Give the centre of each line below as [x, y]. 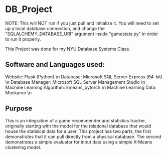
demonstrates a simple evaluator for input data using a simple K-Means [79, 142]
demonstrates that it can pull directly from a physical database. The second [83, 136]
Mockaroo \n [18, 93]
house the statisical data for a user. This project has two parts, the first [78, 131]
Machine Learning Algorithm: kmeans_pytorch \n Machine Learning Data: [81, 87]
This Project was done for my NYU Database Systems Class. [68, 49]
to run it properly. [23, 39]
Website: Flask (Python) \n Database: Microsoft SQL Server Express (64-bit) [84, 77]
